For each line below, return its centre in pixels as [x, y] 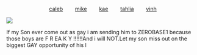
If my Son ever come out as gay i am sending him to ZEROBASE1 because [99, 32]
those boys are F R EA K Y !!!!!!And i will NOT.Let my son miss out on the [97, 38]
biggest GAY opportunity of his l [46, 45]
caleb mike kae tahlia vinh [103, 9]
